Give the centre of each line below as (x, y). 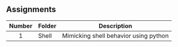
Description (116, 26)
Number (21, 26)
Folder (47, 26)
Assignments (31, 10)
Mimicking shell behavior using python (116, 35)
